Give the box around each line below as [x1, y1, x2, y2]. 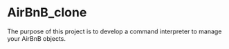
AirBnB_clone [7, 5, 87, 20]
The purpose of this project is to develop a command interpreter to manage [7, 27, 222, 35]
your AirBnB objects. [7, 34, 66, 42]
